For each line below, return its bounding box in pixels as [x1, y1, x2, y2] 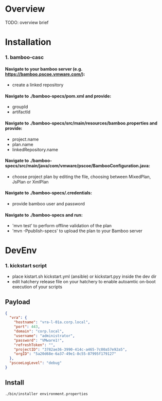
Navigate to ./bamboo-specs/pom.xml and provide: [5, 93, 111, 99]
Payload [5, 298, 31, 306]
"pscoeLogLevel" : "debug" [9, 361, 62, 365]
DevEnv [5, 245, 37, 256]
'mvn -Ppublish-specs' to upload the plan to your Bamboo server [12, 228, 143, 234]
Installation [5, 36, 52, 48]
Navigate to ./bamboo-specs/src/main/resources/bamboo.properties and [5, 120, 158, 126]
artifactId [12, 109, 31, 115]
